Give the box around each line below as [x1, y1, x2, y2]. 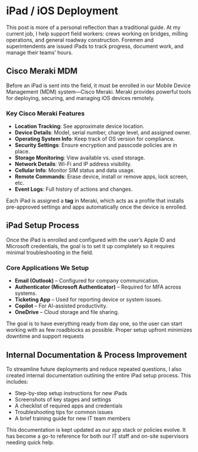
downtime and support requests [6, 333, 85, 340]
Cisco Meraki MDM [6, 66, 78, 76]
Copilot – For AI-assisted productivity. [14, 302, 108, 309]
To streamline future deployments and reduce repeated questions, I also [6, 366, 182, 373]
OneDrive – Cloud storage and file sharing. [14, 309, 119, 316]
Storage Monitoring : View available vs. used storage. [14, 154, 145, 161]
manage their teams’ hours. [6, 49, 73, 56]
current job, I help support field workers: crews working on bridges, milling [6, 30, 188, 37]
